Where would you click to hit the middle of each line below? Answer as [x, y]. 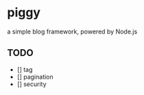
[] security [32, 84]
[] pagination [35, 77]
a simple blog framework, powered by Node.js [72, 31]
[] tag [25, 69]
